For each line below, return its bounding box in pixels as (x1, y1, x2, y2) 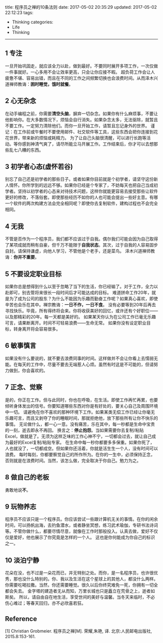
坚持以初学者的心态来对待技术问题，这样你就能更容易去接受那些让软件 (17, 188, 158, 194)
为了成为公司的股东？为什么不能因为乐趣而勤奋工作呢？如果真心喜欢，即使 (9, 296, 158, 302)
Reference (5, 614, 37, 623)
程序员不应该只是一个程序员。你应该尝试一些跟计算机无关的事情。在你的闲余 (5, 516, 158, 522)
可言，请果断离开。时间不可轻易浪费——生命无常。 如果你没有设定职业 (5, 320, 147, 326)
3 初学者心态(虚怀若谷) (5, 163, 73, 171)
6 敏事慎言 (5, 342, 36, 350)
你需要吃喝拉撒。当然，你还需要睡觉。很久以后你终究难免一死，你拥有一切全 (5, 582, 158, 588)
